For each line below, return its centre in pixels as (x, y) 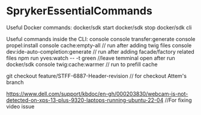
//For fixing (178, 100)
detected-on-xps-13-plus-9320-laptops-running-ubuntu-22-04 (85, 100)
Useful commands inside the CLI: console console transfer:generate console (101, 39)
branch (15, 82)
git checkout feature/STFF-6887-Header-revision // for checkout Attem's (97, 76)
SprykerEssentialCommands (79, 11)
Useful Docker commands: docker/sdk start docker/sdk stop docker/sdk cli (99, 27)
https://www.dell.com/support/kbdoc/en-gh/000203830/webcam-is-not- (97, 94)
